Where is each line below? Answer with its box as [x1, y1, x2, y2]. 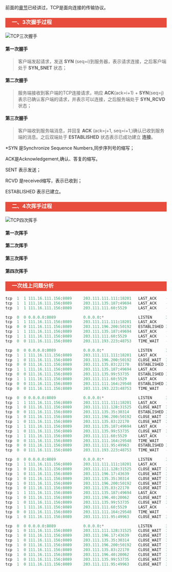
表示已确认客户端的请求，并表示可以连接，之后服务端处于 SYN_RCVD [17, 96, 165, 102]
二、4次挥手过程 [12, 202, 52, 209]
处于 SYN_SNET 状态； [17, 65, 68, 71]
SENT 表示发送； [5, 166, 41, 173]
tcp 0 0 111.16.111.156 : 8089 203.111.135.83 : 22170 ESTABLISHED [5, 362, 164, 367]
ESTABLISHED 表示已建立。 [5, 188, 64, 194]
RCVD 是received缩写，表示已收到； [5, 177, 83, 184]
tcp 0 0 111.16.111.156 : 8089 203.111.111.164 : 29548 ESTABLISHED [5, 381, 164, 386]
